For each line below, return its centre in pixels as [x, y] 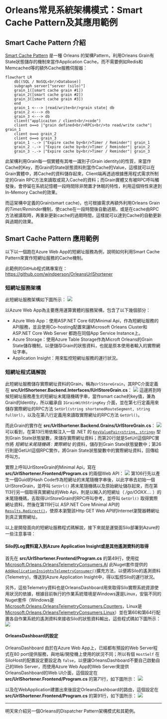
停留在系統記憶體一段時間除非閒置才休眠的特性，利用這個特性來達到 [92, 186]
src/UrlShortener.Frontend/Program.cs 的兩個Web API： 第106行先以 [81, 474]
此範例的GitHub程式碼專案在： [36, 268]
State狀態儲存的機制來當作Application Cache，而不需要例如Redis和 [74, 62]
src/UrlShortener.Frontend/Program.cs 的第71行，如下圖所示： [71, 679]
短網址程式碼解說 [26, 372]
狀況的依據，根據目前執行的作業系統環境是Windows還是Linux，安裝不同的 [85, 594]
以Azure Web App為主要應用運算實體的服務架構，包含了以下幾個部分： [78, 310]
